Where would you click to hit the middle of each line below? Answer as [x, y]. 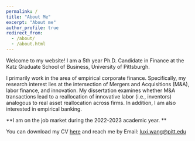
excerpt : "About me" [31, 22]
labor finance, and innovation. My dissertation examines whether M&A [91, 90]
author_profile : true [32, 28]
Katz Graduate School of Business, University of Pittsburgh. [78, 66]
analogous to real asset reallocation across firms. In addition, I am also [91, 103]
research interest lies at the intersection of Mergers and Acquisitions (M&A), [98, 84]
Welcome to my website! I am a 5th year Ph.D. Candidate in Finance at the [95, 60]
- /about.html [28, 44]
